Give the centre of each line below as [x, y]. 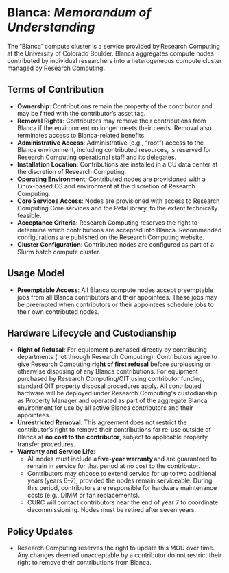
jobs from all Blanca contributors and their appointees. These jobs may [117, 297]
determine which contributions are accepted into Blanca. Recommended [119, 230]
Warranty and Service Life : [56, 452]
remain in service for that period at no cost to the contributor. [113, 466]
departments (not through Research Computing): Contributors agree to [117, 357]
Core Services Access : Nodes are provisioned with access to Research [118, 201]
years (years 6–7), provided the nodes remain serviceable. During [120, 480]
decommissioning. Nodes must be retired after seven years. [112, 510]
